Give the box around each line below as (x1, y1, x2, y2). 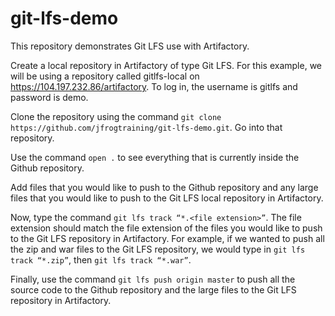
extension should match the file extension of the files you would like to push (10, 222, 323, 234)
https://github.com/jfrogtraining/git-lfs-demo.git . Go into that (10, 121, 283, 133)
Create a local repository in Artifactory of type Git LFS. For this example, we (10, 59, 322, 71)
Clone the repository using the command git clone (10, 110, 222, 122)
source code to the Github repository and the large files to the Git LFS (10, 283, 297, 296)
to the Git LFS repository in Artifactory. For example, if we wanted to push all (10, 232, 325, 244)
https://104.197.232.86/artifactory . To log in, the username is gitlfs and (10, 80, 298, 92)
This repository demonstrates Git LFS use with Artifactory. (10, 40, 250, 52)
